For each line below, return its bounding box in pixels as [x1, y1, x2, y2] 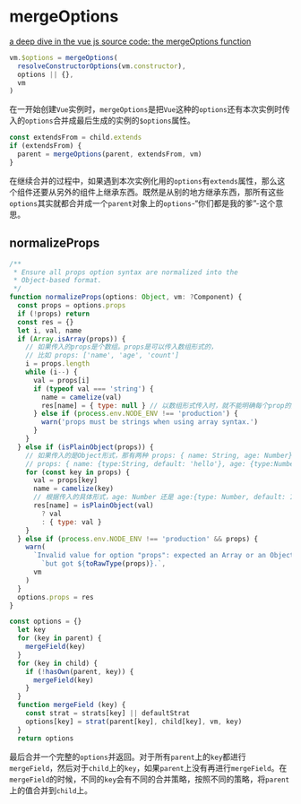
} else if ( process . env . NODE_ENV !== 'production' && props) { [17, 534, 259, 543]
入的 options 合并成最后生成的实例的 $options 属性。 [9, 115, 195, 126]
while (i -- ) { [25, 367, 78, 376]
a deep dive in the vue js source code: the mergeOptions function [9, 36, 252, 47]
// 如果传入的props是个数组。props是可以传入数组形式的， [25, 342, 218, 351]
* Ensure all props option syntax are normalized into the [13, 267, 239, 277]
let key [17, 626, 47, 635]
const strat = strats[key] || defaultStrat [25, 709, 191, 718]
